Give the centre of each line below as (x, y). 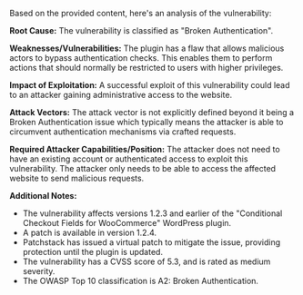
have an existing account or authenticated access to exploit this (129, 159)
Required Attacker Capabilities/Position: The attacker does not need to (145, 149)
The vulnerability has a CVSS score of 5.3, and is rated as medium (146, 261)
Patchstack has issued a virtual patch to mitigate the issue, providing (151, 242)
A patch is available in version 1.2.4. (90, 232)
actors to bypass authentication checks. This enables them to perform (141, 58)
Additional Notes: (43, 196)
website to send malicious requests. (77, 178)
